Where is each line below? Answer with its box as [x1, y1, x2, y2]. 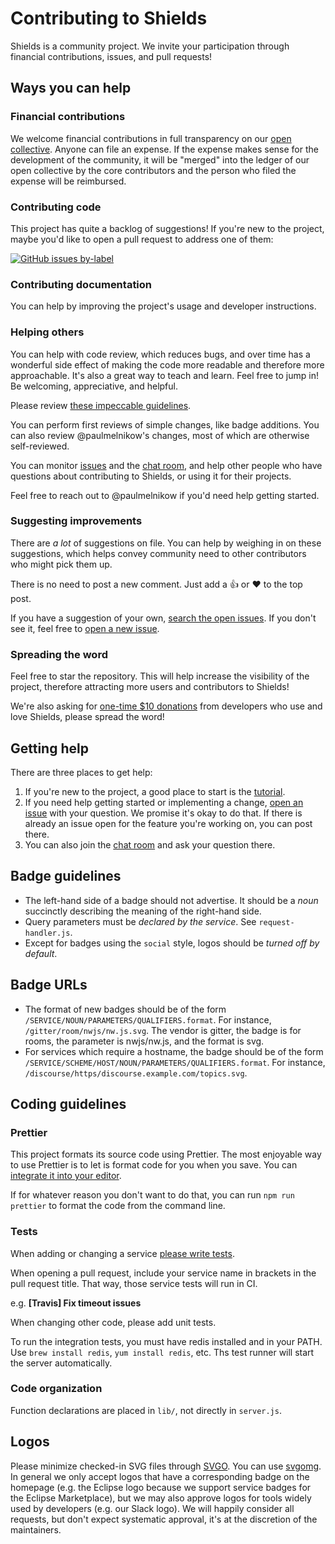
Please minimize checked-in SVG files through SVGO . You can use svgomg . [10, 1460, 322, 1472]
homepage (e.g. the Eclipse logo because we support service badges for [10, 1481, 312, 1493]
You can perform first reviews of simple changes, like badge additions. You [10, 418, 320, 431]
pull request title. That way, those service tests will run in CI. [10, 1277, 258, 1289]
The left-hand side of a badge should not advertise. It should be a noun [24, 894, 319, 906]
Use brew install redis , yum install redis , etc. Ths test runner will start [10, 1346, 315, 1358]
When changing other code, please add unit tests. [10, 1316, 217, 1328]
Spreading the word [10, 647, 108, 661]
